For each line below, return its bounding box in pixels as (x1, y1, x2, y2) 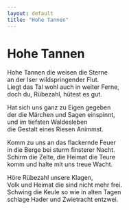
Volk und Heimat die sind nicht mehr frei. (7, 181, 122, 189)
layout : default (7, 10, 54, 17)
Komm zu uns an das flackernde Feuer (7, 138, 117, 147)
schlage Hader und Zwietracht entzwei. (7, 196, 119, 204)
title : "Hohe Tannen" (7, 16, 69, 23)
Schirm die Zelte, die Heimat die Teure (7, 153, 115, 161)
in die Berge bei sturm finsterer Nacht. (7, 146, 115, 154)
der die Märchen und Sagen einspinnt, (7, 111, 115, 119)
